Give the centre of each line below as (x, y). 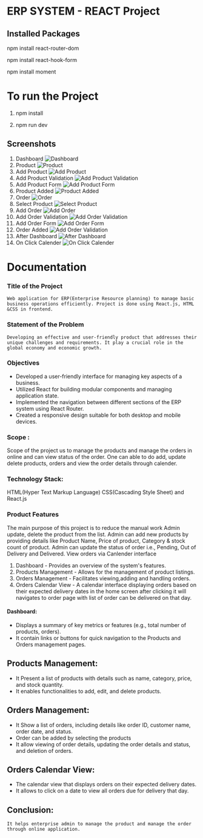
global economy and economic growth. (55, 348)
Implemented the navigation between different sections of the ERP (98, 402)
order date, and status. (44, 731)
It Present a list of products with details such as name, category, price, (104, 678)
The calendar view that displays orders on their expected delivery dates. (106, 785)
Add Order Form (36, 223)
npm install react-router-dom (43, 48)
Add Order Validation (42, 216)
